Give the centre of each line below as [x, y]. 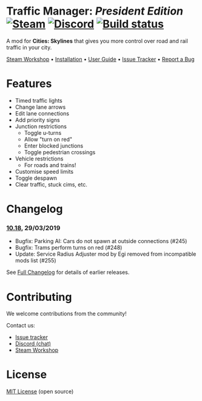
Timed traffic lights [39, 100]
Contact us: [21, 326]
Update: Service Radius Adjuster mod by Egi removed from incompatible [106, 254]
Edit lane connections [42, 113]
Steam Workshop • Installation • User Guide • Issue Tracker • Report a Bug [101, 59]
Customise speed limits [44, 171]
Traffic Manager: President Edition [95, 11]
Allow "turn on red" [48, 139]
